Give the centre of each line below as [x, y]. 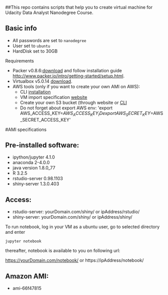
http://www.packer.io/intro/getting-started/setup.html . [68, 76]
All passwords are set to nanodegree [49, 40]
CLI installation [35, 92]
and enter [15, 232]
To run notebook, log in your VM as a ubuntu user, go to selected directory [82, 227]
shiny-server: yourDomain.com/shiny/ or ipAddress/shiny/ [72, 217]
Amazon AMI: [27, 276]
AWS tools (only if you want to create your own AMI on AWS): [76, 86]
